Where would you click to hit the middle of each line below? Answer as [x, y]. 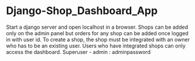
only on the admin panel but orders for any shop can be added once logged [97, 33]
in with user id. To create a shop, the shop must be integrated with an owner [98, 39]
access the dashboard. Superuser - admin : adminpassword [78, 52]
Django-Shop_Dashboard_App [82, 11]
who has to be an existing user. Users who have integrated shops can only [96, 46]
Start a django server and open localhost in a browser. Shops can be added [97, 27]
